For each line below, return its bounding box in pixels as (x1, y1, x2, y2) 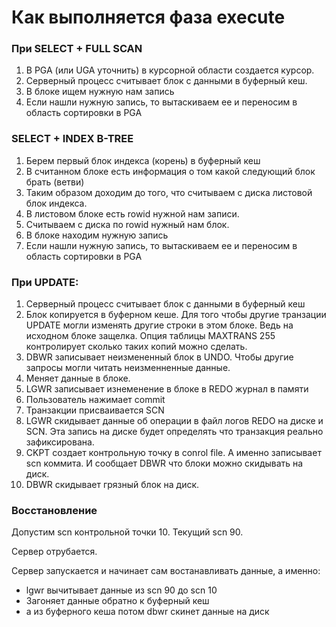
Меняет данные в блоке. (25, 372, 131, 385)
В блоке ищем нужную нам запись (25, 86, 175, 98)
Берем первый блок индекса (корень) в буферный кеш (25, 154, 261, 166)
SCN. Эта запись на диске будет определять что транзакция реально (25, 426, 324, 438)
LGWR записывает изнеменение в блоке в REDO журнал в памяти (25, 383, 309, 395)
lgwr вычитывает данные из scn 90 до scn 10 (25, 584, 218, 596)
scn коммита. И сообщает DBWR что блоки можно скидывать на (25, 457, 304, 470)
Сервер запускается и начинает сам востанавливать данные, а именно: (11, 565, 321, 577)
